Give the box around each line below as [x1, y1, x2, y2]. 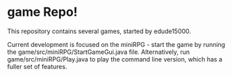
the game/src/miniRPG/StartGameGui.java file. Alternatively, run [7, 48, 190, 56]
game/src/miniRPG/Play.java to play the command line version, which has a [7, 55, 223, 63]
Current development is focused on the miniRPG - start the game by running [7, 40, 226, 48]
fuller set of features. [7, 62, 67, 70]
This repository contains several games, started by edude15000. [7, 27, 192, 35]
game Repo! [7, 4, 78, 20]
